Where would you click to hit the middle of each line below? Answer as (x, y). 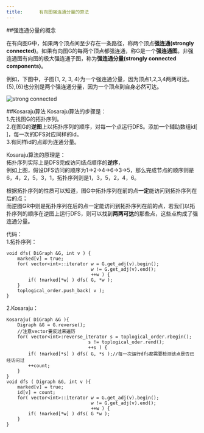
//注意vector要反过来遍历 (47, 331)
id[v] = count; (37, 392)
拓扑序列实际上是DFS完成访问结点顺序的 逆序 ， (65, 162)
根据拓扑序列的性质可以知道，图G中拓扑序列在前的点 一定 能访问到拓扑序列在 (102, 190)
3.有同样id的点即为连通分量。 (43, 141)
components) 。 (26, 66)
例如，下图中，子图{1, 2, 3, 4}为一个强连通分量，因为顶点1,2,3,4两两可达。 (100, 79)
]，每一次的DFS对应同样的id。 (44, 134)
